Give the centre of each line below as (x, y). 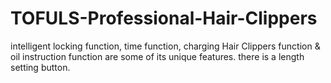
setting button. (40, 67)
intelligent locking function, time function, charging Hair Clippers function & (165, 46)
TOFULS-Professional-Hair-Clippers (164, 18)
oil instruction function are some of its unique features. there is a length (157, 56)
